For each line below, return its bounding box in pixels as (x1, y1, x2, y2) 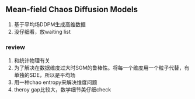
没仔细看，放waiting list (13, 28, 71, 35)
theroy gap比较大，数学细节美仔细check (13, 86, 112, 93)
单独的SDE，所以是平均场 (13, 72, 76, 79)
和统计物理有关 (13, 57, 50, 64)
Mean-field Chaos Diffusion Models (5, 5, 138, 15)
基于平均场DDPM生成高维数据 (13, 20, 86, 28)
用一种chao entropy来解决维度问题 (13, 79, 97, 86)
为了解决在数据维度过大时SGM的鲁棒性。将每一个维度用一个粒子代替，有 (13, 64, 190, 72)
